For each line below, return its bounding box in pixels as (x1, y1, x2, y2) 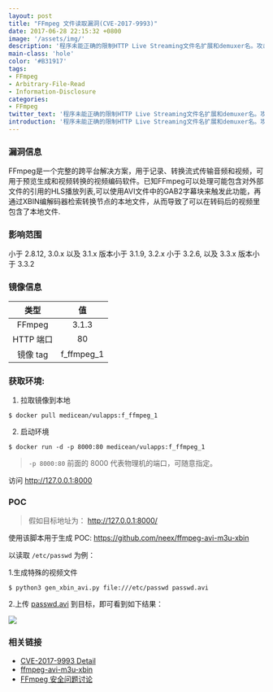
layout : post (8, 11, 53, 20)
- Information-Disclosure (8, 87, 96, 96)
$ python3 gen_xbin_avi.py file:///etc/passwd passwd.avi (8, 584, 209, 592)
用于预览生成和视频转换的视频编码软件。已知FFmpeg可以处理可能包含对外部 (8, 176, 264, 186)
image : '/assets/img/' (8, 34, 85, 43)
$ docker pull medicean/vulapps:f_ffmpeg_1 (8, 411, 158, 420)
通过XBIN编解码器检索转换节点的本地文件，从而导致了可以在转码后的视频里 (8, 197, 261, 207)
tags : (8, 65, 27, 73)
